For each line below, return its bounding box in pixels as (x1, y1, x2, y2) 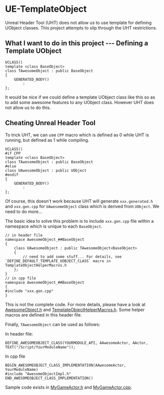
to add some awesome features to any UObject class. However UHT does (5, 99, 154, 105)
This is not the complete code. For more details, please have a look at (5, 301, 146, 307)
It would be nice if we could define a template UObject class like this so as (5, 94, 156, 100)
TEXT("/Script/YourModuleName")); (5, 344, 76, 349)
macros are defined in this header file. (5, 312, 82, 317)
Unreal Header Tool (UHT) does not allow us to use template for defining (5, 20, 152, 26)
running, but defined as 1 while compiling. (5, 137, 89, 143)
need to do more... (5, 209, 43, 214)
